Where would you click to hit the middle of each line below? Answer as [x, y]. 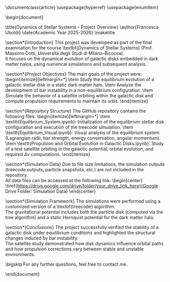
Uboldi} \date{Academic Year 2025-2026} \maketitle [60, 32]
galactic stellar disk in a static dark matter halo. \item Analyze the [73, 85]
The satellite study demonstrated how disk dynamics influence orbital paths [84, 243]
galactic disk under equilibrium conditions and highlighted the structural [80, 233]
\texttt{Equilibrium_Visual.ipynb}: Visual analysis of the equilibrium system [82, 133]
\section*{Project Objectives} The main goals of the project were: [74, 74]
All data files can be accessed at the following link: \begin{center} [74, 180]
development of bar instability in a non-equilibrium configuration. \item [79, 90]
